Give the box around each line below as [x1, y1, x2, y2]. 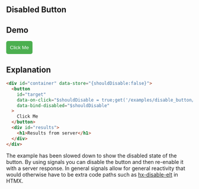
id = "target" [17, 92, 46, 97]
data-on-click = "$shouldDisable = [17, 97, 99, 103]
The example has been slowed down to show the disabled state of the [6, 152, 177, 159]
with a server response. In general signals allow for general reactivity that [6, 165, 185, 172]
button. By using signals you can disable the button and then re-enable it [6, 158, 184, 165]
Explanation [6, 65, 52, 75]
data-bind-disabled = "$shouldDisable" [17, 102, 110, 109]
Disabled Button [6, 5, 67, 15]
